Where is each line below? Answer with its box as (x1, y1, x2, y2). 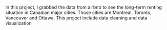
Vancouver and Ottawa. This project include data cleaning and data (5, 15, 148, 20)
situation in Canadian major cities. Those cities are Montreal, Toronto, (5, 9, 152, 15)
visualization (5, 20, 32, 26)
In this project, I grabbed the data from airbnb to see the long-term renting (5, 4, 162, 10)
